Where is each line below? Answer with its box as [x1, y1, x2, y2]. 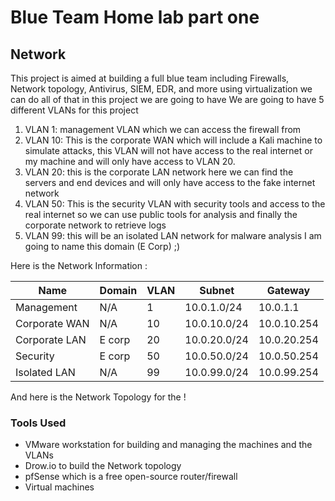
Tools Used [10, 416, 67, 430]
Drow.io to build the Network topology [24, 460, 182, 472]
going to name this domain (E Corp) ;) [24, 241, 181, 252]
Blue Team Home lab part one [10, 6, 260, 29]
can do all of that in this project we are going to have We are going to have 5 [10, 94, 325, 105]
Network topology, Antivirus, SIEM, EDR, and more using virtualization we [10, 83, 313, 95]
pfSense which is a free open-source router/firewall [24, 471, 238, 483]
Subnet [199, 284, 235, 297]
